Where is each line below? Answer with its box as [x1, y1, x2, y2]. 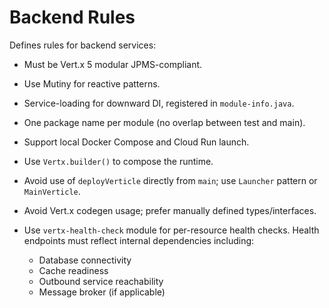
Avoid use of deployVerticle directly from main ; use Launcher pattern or [23, 174, 318, 186]
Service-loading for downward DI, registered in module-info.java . [23, 97, 295, 109]
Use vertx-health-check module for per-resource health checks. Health [23, 224, 320, 236]
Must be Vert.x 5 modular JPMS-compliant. [23, 58, 203, 70]
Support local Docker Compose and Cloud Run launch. [23, 136, 250, 148]
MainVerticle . [23, 185, 81, 197]
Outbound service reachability [38, 275, 164, 287]
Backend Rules [9, 6, 136, 29]
